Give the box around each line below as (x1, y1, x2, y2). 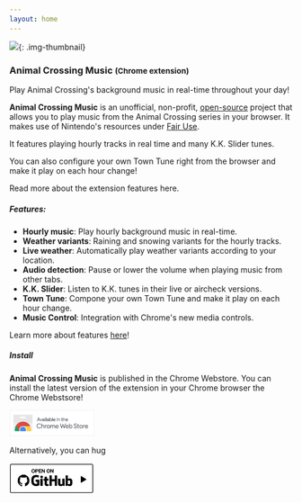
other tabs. (22, 274, 63, 284)
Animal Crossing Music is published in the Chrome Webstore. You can (9, 373, 271, 383)
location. (22, 255, 56, 265)
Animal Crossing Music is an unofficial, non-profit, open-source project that (9, 102, 293, 112)
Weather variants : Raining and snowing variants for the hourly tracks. (22, 235, 282, 247)
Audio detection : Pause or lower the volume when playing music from (22, 264, 283, 274)
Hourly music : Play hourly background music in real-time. (22, 226, 238, 237)
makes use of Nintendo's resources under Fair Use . (9, 121, 200, 131)
